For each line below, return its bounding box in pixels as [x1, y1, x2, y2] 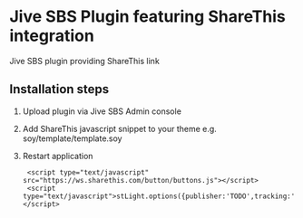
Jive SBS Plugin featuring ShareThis [9, 6, 286, 27]
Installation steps [9, 81, 110, 97]
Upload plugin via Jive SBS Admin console [22, 106, 181, 117]
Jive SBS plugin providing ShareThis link [9, 55, 161, 66]
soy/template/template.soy [22, 133, 122, 144]
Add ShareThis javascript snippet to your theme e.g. [22, 123, 218, 134]
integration [9, 25, 95, 46]
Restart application [22, 150, 93, 161]
